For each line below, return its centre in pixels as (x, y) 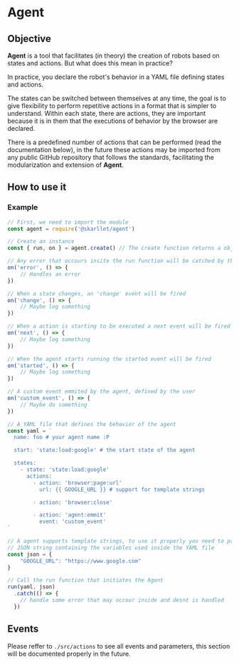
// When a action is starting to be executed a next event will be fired (119, 326)
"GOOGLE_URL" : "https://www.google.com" (81, 561)
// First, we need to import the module (68, 222)
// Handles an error (51, 274)
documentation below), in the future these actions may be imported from (114, 150)
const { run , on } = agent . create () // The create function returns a (114, 248)
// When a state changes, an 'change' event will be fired (97, 293)
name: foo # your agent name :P (62, 438)
